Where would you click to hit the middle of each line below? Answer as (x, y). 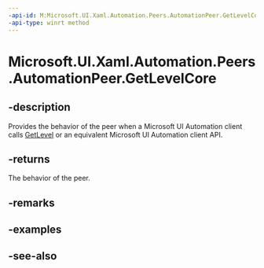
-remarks (31, 202)
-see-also (33, 256)
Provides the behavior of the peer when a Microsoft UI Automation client (125, 126)
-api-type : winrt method (49, 23)
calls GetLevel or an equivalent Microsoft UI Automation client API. (115, 134)
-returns (29, 159)
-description (39, 107)
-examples (35, 230)
